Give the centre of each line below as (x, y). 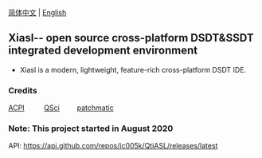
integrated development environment (103, 51)
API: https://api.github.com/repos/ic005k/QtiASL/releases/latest (113, 146)
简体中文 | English (37, 12)
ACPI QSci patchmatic (61, 108)
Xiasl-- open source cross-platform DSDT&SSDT (131, 38)
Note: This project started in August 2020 (91, 128)
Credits (23, 90)
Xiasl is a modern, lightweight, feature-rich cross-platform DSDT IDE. (133, 69)
